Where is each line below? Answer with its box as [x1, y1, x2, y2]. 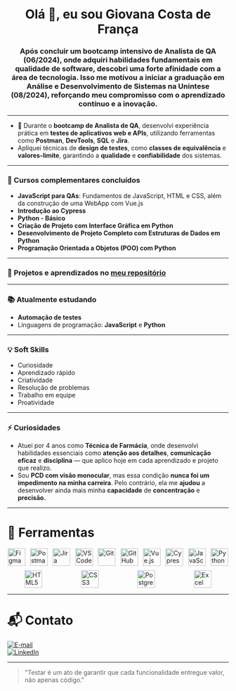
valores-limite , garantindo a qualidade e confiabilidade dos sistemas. [17, 151, 223, 160]
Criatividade [17, 376, 53, 384]
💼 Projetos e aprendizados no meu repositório [7, 268, 166, 277]
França [97, 21, 139, 37]
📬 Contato [7, 612, 74, 629]
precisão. [17, 493, 46, 501]
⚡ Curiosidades [7, 423, 61, 433]
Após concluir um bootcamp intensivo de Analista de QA [20, 46, 216, 56]
